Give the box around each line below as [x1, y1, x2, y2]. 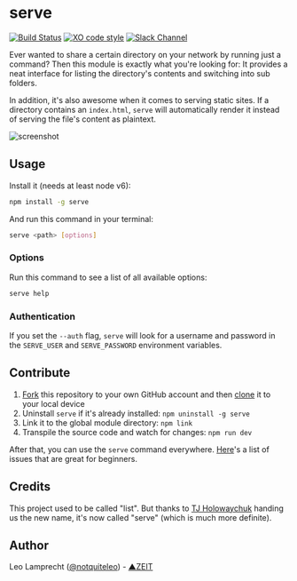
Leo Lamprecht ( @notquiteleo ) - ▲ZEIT [9, 561, 153, 572]
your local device [21, 398, 86, 409]
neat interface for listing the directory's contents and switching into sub [9, 68, 270, 78]
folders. [9, 77, 37, 88]
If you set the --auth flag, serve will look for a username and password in [9, 330, 276, 340]
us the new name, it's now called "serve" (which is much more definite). [9, 512, 272, 522]
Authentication [9, 310, 75, 322]
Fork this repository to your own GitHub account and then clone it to [21, 389, 271, 400]
